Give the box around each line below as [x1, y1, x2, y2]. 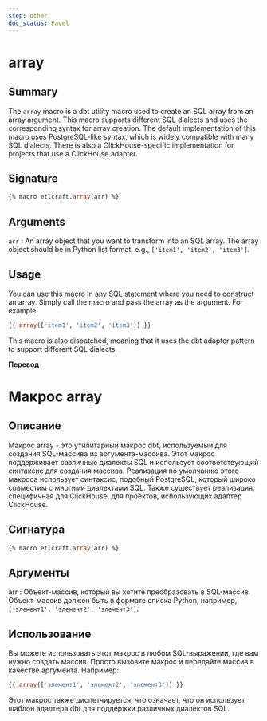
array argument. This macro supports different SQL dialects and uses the [8, 115, 249, 124]
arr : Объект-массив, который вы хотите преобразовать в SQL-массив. [8, 587, 251, 597]
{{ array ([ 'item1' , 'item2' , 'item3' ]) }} [8, 321, 151, 329]
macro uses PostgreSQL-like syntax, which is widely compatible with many [8, 132, 254, 141]
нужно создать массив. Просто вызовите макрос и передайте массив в [8, 657, 255, 666]
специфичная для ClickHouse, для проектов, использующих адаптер [8, 491, 242, 501]
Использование [8, 627, 92, 640]
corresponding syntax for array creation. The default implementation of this [8, 123, 257, 132]
